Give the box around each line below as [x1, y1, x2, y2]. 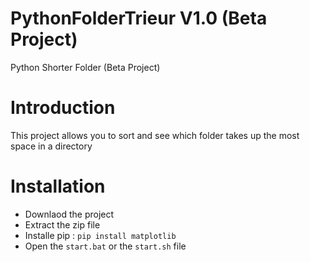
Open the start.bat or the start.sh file [24, 240, 187, 252]
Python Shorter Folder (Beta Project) [10, 61, 161, 73]
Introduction [10, 97, 116, 119]
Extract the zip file [24, 218, 101, 231]
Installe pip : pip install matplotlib [24, 229, 177, 241]
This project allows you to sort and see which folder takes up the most [10, 129, 300, 141]
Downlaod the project [24, 208, 115, 220]
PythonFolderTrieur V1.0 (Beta [10, 7, 268, 30]
